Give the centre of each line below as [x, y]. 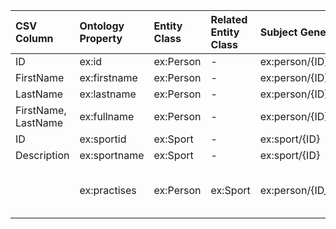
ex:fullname [107, 116]
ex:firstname [108, 77]
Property [101, 38]
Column [34, 38]
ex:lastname [108, 94]
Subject [278, 32]
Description [42, 155]
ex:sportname [112, 155]
